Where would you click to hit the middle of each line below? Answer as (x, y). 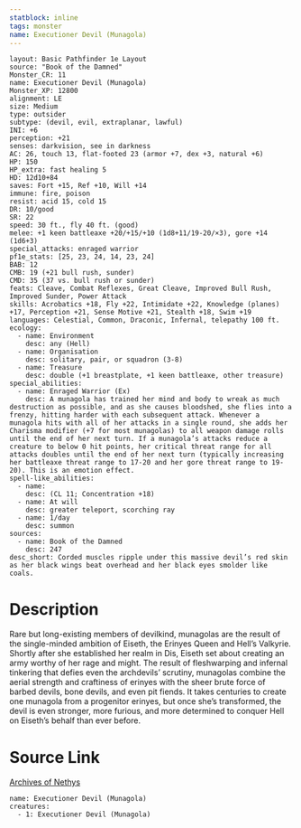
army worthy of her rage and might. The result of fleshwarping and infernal (149, 663)
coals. (22, 574)
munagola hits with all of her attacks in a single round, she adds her (149, 423)
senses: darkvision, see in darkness (80, 146)
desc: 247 (44, 550)
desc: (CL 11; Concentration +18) (90, 494)
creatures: (30, 807)
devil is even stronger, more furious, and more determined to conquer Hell (147, 711)
